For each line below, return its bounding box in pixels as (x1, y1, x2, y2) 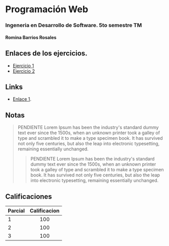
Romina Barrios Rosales (5, 34, 57, 40)
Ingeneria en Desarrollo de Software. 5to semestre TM (5, 22, 142, 29)
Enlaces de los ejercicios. (5, 49, 88, 58)
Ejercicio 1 (12, 63, 34, 69)
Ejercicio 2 (12, 68, 35, 74)
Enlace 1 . (12, 96, 32, 102)
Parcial (8, 207, 25, 214)
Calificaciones (5, 192, 52, 201)
